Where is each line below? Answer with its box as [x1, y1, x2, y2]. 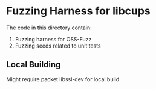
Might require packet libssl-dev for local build [6, 75, 120, 82]
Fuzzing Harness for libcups [6, 4, 151, 18]
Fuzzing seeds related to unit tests [15, 42, 101, 49]
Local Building [6, 60, 61, 70]
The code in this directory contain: [6, 24, 92, 31]
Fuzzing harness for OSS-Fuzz [15, 35, 92, 43]
